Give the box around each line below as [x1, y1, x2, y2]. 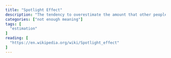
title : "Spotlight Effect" [5, 7, 63, 13]
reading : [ [5, 36, 28, 41]
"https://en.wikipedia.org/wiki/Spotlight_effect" [10, 40, 120, 45]
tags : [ [5, 21, 22, 27]
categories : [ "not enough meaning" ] [5, 17, 83, 22]
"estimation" [10, 26, 38, 31]
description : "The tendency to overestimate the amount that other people [5, 12, 167, 17]
